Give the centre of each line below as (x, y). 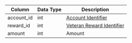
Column (20, 9)
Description (95, 9)
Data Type (49, 9)
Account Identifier (87, 18)
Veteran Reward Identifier (95, 25)
